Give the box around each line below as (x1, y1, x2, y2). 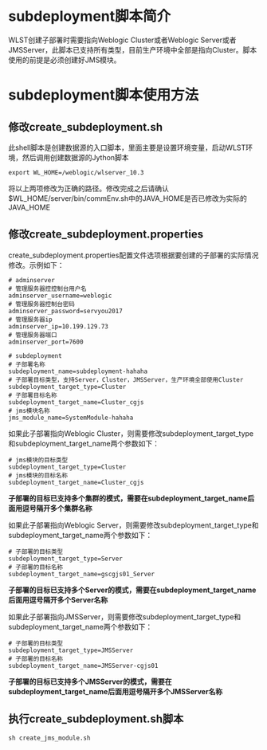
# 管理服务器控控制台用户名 (8, 285, 88, 293)
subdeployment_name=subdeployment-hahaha (8, 367, 148, 375)
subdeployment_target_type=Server (8, 555, 124, 563)
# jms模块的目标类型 (8, 456, 69, 464)
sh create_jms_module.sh (8, 734, 91, 742)
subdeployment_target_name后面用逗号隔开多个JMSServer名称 (8, 686, 223, 696)
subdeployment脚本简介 (8, 7, 171, 26)
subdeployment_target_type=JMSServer (8, 646, 134, 654)
